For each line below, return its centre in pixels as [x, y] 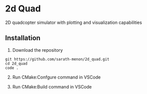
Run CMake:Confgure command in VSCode [56, 77]
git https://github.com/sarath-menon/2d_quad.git [57, 59]
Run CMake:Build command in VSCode [52, 87]
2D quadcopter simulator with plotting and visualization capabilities [73, 22]
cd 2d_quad [16, 63]
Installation [23, 38]
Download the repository [38, 50]
